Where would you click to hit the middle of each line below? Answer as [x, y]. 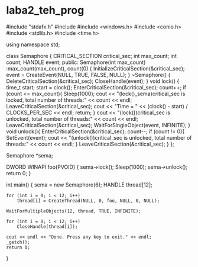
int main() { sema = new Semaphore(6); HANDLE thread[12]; [79, 185]
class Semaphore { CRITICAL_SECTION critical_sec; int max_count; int [92, 56]
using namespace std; [33, 44]
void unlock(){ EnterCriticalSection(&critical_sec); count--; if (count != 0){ [95, 131]
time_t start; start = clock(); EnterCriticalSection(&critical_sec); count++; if [96, 87]
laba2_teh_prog [45, 10]
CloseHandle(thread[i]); [47, 226]
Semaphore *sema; [30, 155]
